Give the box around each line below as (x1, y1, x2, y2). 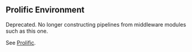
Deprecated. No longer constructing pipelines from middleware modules (5, 21, 187, 28)
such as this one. (5, 27, 48, 34)
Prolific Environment (5, 5, 85, 15)
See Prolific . (5, 39, 36, 46)
